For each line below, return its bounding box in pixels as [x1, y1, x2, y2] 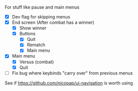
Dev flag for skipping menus [11, 14, 70, 19]
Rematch [26, 42, 45, 48]
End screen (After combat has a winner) [11, 19, 94, 25]
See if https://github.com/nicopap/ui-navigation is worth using [4, 80, 133, 86]
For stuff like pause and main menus [4, 4, 79, 10]
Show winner [19, 25, 47, 31]
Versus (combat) [19, 59, 54, 65]
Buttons [19, 31, 36, 37]
